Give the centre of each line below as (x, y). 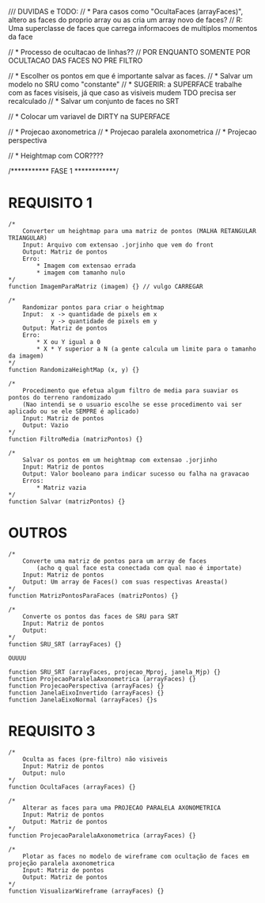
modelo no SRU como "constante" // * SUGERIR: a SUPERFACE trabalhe (125, 84)
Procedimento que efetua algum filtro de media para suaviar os (131, 390)
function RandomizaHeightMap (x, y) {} (74, 369)
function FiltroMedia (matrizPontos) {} (76, 439)
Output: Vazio (45, 425)
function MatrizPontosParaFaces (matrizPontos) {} (93, 595)
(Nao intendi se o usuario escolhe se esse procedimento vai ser (132, 404)
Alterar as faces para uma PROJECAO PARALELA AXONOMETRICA (122, 808)
